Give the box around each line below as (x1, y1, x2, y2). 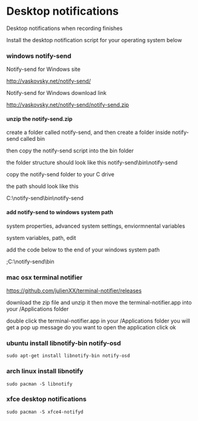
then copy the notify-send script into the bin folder (6, 147, 134, 154)
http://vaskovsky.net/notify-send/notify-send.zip (6, 101, 129, 108)
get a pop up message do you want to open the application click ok (6, 323, 177, 331)
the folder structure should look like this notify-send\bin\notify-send (6, 159, 178, 166)
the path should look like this (6, 182, 79, 190)
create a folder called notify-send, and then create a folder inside (6, 129, 171, 136)
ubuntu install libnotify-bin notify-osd (6, 338, 121, 347)
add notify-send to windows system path (6, 209, 113, 216)
